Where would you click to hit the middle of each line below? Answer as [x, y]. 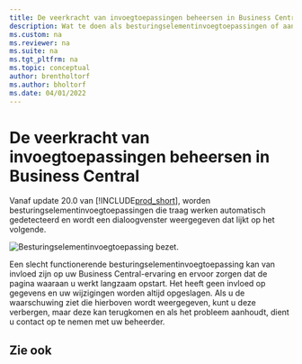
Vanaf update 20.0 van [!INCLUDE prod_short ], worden [110, 201]
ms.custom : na [36, 34]
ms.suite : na [34, 51]
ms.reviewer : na [40, 43]
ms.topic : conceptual [50, 68]
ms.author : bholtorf [48, 85]
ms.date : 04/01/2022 [48, 93]
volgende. [28, 230]
